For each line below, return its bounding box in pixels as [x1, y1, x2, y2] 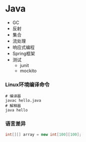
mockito [19, 67, 37, 73]
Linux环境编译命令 [5, 81, 50, 88]
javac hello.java [5, 98, 41, 103]
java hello [5, 108, 28, 113]
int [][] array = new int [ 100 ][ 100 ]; [5, 132, 81, 137]
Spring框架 [12, 50, 35, 56]
